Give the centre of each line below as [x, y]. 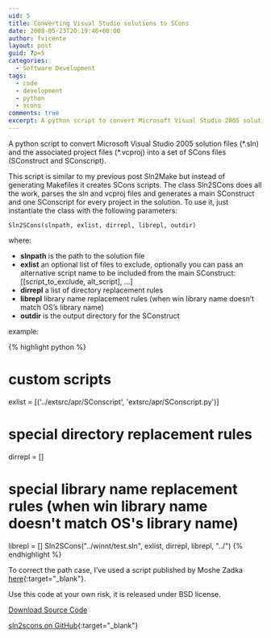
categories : [28, 61]
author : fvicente [38, 38]
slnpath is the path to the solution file [82, 255]
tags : [17, 76]
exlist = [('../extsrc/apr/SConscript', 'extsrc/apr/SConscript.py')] [114, 402]
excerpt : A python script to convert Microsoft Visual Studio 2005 [124, 121]
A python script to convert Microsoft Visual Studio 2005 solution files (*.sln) [134, 143]
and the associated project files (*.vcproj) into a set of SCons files [117, 152]
